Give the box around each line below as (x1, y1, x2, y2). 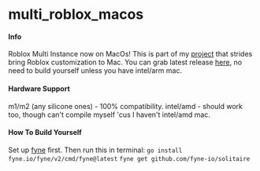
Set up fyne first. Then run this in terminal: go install (8, 145, 183, 155)
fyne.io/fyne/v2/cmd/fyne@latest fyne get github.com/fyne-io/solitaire (8, 155, 251, 162)
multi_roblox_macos (8, 5, 144, 24)
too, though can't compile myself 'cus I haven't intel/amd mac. (8, 110, 211, 119)
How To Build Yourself (8, 128, 83, 137)
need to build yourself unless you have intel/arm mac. (8, 66, 183, 75)
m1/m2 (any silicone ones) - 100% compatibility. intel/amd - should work (8, 101, 243, 111)
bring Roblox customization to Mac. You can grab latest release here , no (8, 57, 243, 67)
